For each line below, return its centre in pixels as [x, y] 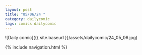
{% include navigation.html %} [36, 47]
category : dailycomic [28, 19]
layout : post [19, 10]
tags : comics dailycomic [31, 24]
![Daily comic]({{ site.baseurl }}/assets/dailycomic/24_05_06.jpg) [71, 38]
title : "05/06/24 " [25, 14]
